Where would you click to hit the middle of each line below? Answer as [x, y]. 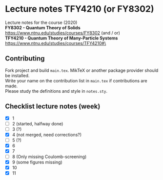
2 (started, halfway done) [38, 123]
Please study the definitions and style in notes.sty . [56, 91]
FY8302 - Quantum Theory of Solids [43, 27]
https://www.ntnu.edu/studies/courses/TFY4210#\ [56, 43]
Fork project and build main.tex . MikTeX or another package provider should [82, 70]
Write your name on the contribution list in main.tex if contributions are [76, 80]
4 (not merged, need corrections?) [47, 135]
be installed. [17, 75]
